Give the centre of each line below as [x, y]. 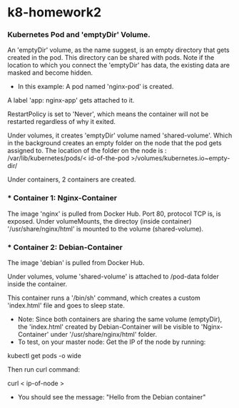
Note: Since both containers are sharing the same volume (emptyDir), [120, 319]
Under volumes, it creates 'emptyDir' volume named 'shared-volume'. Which [120, 135]
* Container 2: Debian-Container [65, 247]
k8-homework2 [55, 12]
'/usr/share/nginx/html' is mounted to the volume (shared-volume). [106, 229]
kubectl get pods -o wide [45, 356]
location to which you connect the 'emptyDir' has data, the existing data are [119, 66]
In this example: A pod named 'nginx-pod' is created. [96, 87]
